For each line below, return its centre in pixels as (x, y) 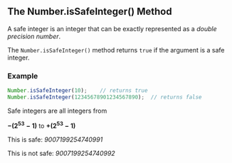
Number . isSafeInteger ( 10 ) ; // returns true (78, 91)
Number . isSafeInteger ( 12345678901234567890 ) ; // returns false (105, 97)
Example (23, 76)
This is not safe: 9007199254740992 (61, 153)
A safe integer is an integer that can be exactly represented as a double (112, 28)
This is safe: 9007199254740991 (55, 139)
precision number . (34, 36)
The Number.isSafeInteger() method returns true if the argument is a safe (116, 50)
